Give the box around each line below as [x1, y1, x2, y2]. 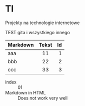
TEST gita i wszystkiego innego [5, 29, 70, 35]
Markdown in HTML [5, 89, 46, 95]
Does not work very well [17, 95, 68, 101]
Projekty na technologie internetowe [5, 20, 80, 26]
